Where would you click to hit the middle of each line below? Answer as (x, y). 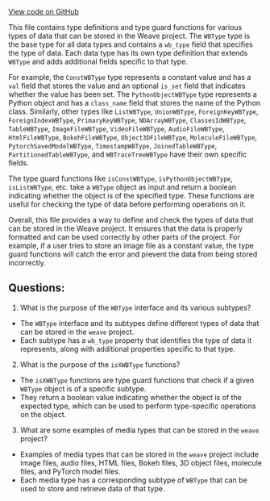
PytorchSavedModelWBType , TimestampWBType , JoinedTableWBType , (113, 146)
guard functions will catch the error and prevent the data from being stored (133, 254)
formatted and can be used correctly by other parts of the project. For (124, 237)
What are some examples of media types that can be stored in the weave (139, 430)
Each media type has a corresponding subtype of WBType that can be (133, 480)
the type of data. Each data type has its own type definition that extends (128, 53)
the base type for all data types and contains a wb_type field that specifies (131, 44)
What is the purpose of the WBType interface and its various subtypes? (135, 307)
